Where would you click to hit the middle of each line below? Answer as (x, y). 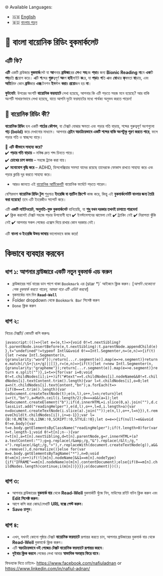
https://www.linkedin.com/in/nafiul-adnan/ (47, 569)
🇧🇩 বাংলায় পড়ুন (25, 22)
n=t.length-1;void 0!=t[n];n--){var (42, 432)
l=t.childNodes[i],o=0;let (122, 381)
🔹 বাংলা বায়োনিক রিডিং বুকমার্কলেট (52, 42)
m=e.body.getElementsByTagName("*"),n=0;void (52, 453)
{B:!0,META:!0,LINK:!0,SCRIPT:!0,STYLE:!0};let (54, 419)
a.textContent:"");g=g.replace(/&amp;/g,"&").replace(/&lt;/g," (72, 441)
